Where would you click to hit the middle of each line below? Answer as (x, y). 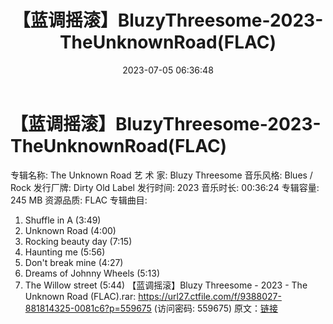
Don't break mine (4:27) (74, 262)
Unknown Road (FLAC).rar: (80, 296)
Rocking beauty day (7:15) (78, 241)
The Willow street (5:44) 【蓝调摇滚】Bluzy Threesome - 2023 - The (166, 285)
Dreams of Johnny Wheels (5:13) (92, 273)
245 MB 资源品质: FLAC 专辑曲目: (79, 200)
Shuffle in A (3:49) (63, 220)
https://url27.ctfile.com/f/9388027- (210, 296)
